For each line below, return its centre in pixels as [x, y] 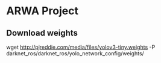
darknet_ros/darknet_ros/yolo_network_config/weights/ [75, 53]
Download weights [42, 33]
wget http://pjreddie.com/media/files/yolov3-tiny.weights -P [81, 47]
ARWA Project [42, 11]
